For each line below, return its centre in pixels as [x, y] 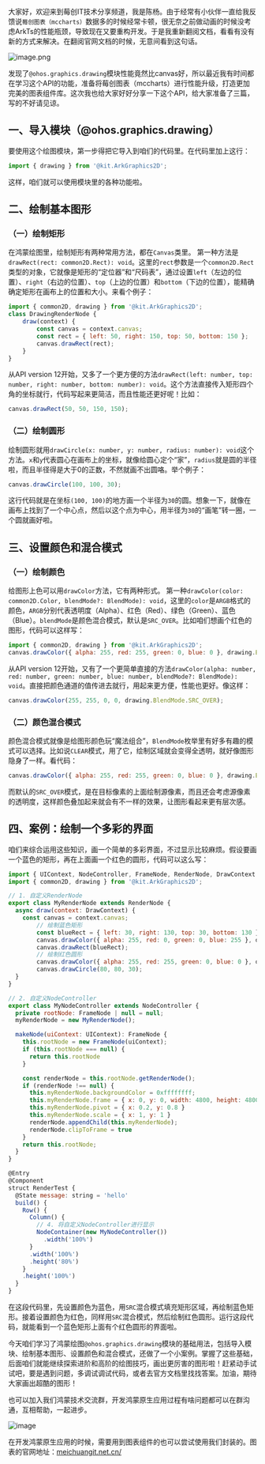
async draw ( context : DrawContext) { [75, 911]
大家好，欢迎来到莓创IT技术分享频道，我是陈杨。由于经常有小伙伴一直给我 [129, 11]
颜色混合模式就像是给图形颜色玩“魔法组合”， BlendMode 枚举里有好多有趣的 [127, 741]
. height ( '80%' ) [54, 1262]
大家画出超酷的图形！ [43, 1383]
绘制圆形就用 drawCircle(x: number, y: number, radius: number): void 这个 [131, 450]
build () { [31, 1203]
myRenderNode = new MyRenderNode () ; [75, 1021]
